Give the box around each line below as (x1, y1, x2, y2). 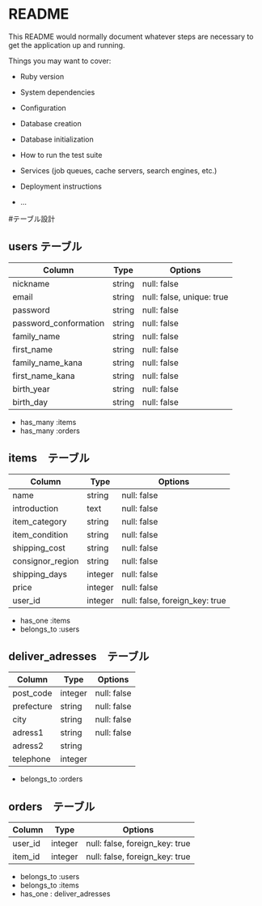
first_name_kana (12, 370, 75, 381)
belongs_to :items (19, 880, 79, 891)
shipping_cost (12, 542, 66, 553)
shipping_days (12, 568, 67, 580)
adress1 (12, 727, 44, 738)
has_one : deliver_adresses (19, 889, 111, 899)
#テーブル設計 (8, 214, 56, 223)
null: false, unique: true (142, 291, 229, 302)
